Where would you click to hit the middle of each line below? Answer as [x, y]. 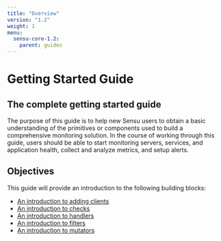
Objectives [31, 172]
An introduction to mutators [56, 230]
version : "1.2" [29, 20]
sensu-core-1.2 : [36, 39]
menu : [15, 33]
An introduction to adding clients [63, 201]
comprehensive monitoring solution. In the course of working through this [111, 135]
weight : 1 [21, 26]
